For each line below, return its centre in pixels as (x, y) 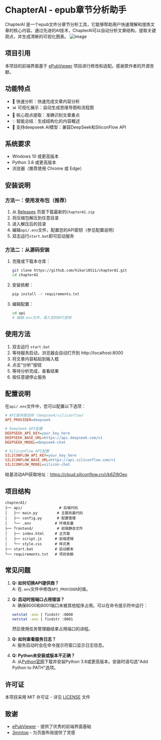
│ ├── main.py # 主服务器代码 (44, 513)
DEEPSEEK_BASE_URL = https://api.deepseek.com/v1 (54, 438)
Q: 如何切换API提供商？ (36, 583)
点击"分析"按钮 (27, 365)
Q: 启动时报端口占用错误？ (38, 599)
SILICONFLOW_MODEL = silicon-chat (37, 465)
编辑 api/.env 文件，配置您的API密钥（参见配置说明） (64, 230)
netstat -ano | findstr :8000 (43, 614)
